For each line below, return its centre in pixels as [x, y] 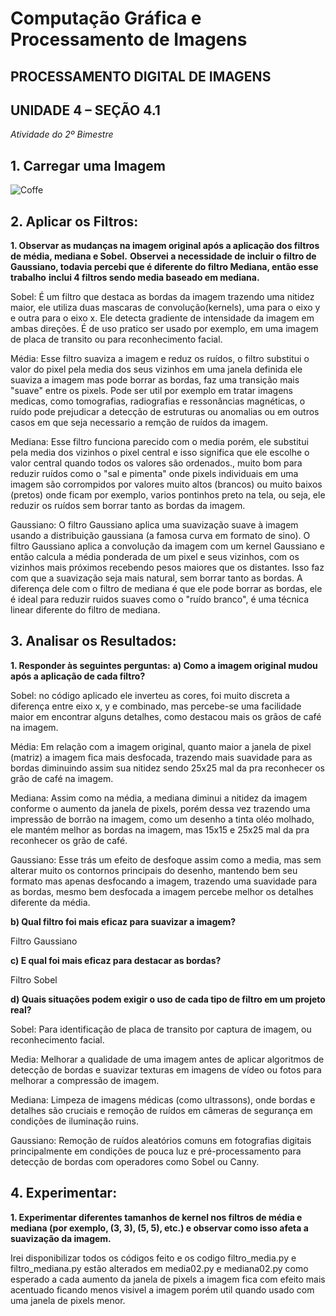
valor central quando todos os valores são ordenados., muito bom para [156, 463]
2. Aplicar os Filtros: [74, 221]
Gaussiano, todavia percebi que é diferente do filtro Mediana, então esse [164, 267]
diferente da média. [50, 902]
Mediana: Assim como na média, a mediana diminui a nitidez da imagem [159, 798]
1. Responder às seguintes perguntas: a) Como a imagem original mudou [164, 665]
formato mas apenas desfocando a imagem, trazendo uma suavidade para [164, 881]
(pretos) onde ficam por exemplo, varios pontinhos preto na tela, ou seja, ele [168, 495]
